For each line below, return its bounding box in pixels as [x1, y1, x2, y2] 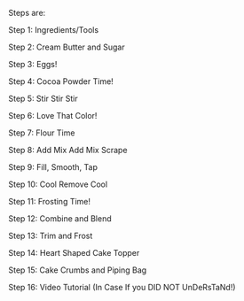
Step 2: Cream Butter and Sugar [8, 42, 125, 52]
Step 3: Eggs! [8, 59, 58, 69]
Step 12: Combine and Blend [8, 213, 112, 224]
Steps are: [8, 8, 46, 18]
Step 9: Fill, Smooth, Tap [8, 162, 98, 172]
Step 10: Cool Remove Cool [8, 179, 108, 189]
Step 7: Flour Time [8, 127, 75, 138]
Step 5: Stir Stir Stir [8, 93, 78, 104]
